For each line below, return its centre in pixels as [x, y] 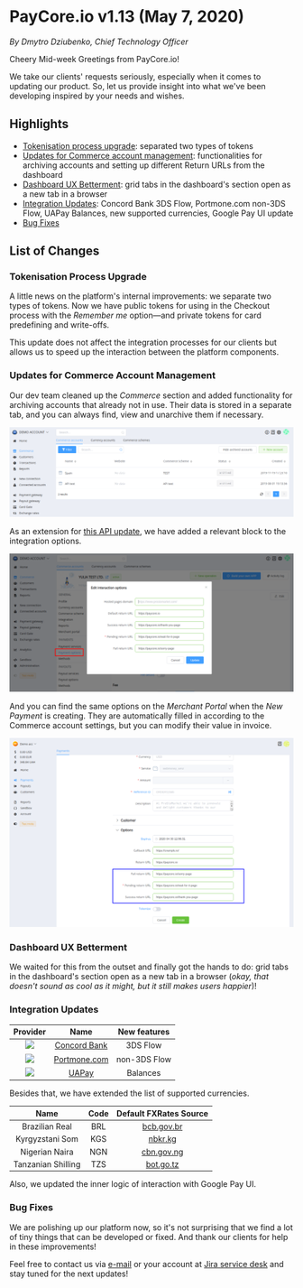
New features [144, 1032]
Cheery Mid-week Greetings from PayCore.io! [95, 59]
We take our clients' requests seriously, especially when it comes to [135, 76]
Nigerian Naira [47, 1152]
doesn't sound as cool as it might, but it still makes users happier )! [133, 987]
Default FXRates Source [163, 1113]
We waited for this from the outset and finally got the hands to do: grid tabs [149, 967]
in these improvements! [53, 1246]
